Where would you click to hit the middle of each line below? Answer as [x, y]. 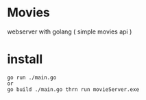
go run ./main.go [32, 77]
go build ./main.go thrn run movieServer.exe [73, 89]
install [25, 59]
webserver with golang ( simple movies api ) [70, 32]
